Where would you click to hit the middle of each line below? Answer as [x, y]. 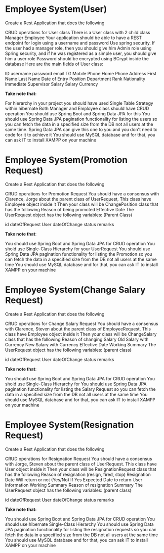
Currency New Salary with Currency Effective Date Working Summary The [81, 344]
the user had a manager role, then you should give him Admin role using [78, 48]
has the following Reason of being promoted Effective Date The [70, 209]
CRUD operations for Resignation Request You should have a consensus [79, 459]
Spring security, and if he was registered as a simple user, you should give [81, 53]
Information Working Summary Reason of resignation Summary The [74, 485]
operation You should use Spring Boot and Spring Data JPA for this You [78, 114]
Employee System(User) [56, 9]
